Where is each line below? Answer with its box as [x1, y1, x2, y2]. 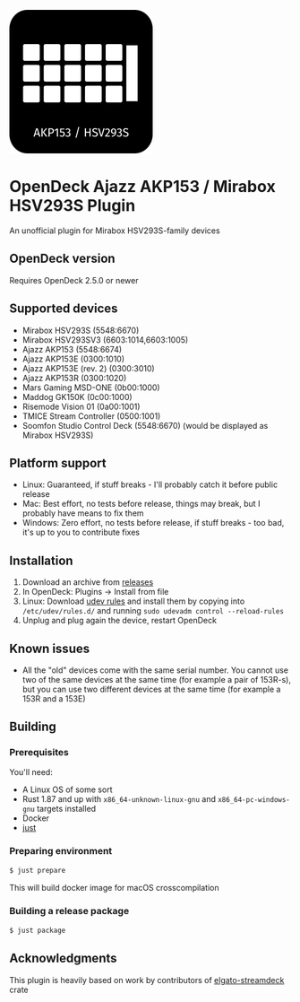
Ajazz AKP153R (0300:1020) [21, 372, 127, 383]
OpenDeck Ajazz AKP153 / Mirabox [9, 177, 276, 197]
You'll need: [9, 766, 54, 777]
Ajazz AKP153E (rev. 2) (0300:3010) [21, 362, 155, 373]
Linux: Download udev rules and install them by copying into [21, 596, 245, 606]
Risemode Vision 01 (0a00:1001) [21, 401, 141, 412]
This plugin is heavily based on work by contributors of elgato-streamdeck [9, 974, 285, 985]
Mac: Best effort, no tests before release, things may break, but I [21, 499, 261, 510]
